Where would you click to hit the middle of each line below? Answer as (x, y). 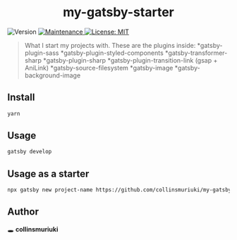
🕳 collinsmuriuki (33, 229)
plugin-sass (42, 53)
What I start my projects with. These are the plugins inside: (110, 45)
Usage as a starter (48, 173)
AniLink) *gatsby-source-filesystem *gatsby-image (99, 68)
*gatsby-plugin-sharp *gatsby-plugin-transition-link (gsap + (130, 60)
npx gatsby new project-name (50, 190)
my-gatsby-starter (119, 12)
